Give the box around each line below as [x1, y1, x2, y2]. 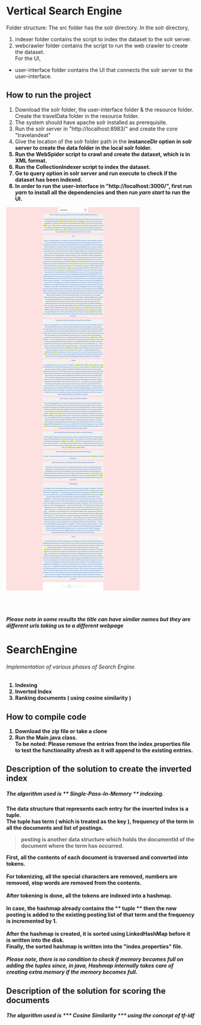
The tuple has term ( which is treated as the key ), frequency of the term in [6, 818, 194, 825]
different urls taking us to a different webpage [6, 622, 124, 629]
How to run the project [6, 90, 92, 100]
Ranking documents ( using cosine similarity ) [14, 694, 132, 702]
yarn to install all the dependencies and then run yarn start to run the [14, 189, 190, 196]
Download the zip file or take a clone [14, 727, 108, 734]
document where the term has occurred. [20, 842, 124, 849]
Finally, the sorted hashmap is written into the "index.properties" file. [6, 943, 183, 950]
